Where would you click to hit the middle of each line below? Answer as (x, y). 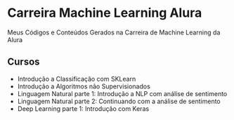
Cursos (24, 62)
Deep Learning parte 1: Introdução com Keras (83, 108)
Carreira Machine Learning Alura (105, 13)
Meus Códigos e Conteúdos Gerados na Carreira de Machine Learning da (114, 32)
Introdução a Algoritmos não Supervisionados (84, 86)
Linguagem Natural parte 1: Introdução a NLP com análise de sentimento (122, 93)
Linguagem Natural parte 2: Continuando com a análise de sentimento (119, 101)
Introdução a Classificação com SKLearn (77, 79)
